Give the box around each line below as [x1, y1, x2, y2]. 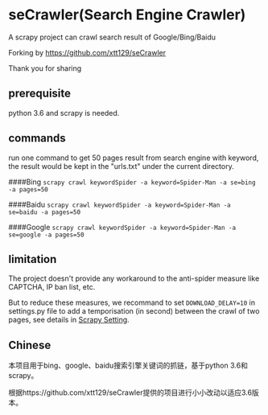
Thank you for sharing [8, 63, 82, 73]
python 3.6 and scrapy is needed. [8, 108, 120, 117]
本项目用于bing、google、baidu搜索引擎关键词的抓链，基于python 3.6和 [8, 360, 248, 371]
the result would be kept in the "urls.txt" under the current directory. [8, 161, 235, 171]
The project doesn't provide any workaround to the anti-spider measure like [8, 273, 260, 283]
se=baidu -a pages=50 [8, 207, 81, 216]
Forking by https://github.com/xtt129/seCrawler [8, 47, 167, 57]
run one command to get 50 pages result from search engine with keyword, [8, 153, 259, 162]
